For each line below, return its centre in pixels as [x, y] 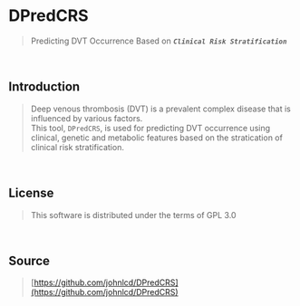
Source [29, 260]
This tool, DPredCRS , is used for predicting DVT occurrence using [150, 128]
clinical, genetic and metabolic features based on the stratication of [156, 138]
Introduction [44, 87]
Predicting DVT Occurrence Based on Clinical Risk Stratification [159, 41]
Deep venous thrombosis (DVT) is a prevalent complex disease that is [160, 109]
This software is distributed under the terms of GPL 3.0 [133, 215]
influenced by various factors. [87, 118]
